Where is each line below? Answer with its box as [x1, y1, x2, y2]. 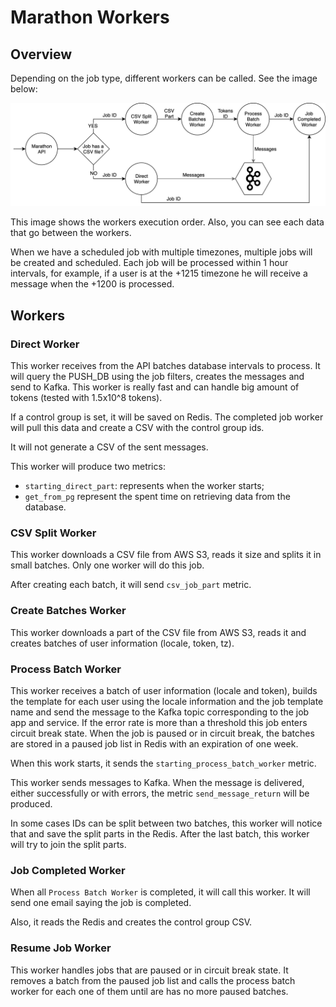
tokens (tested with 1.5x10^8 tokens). [10, 392, 163, 404]
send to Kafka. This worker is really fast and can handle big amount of [10, 381, 300, 393]
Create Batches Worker [10, 604, 127, 618]
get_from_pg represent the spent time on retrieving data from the [24, 491, 291, 503]
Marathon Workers [10, 6, 170, 29]
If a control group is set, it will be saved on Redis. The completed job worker [10, 411, 324, 423]
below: [10, 83, 38, 95]
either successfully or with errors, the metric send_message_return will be [10, 787, 310, 799]
